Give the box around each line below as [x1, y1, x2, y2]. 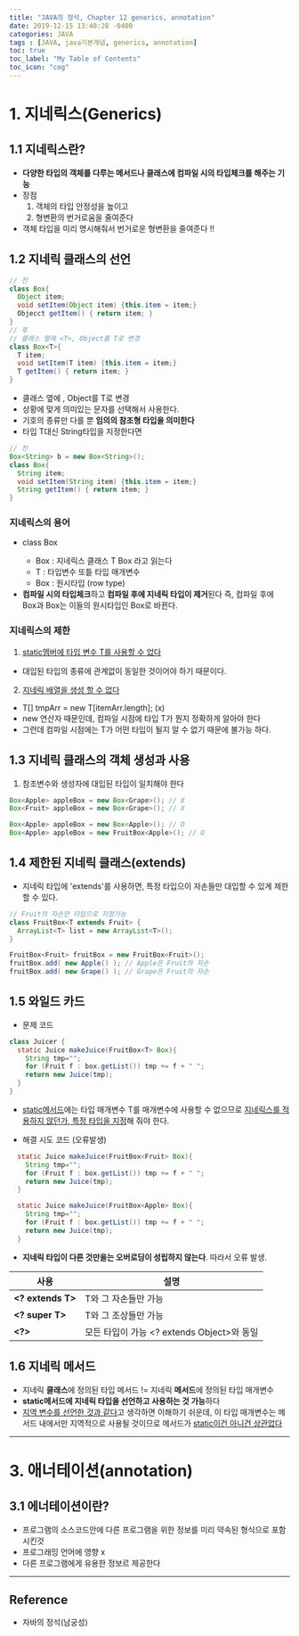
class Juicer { [9, 1037, 66, 1046]
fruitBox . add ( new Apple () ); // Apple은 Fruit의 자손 [9, 959, 209, 968]
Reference [9, 1592, 69, 1607]
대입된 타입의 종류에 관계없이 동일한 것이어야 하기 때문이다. [21, 665, 227, 676]
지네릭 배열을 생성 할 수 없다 [21, 684, 120, 695]
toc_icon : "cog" [9, 63, 69, 72]
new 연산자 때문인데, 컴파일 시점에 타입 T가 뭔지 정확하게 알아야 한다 [21, 712, 261, 723]
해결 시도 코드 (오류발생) [21, 1134, 107, 1145]
